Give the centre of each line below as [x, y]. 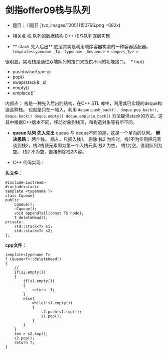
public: [13, 200]
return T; [25, 342]
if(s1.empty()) [39, 281]
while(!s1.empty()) [52, 303]
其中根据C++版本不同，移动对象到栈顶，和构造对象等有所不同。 [71, 122]
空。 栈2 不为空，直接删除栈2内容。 [49, 152]
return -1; [43, 290]
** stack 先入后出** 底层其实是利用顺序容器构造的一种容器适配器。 [81, 46]
